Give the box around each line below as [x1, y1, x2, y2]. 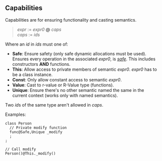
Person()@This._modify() [5, 151, 56, 156]
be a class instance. [12, 71, 53, 78]
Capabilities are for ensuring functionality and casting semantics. [5, 17, 136, 23]
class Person [5, 121, 32, 126]
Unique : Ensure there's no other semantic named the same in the [12, 87, 144, 93]
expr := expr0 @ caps [17, 27, 61, 32]
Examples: [5, 111, 26, 117]
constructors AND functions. [12, 61, 71, 67]
